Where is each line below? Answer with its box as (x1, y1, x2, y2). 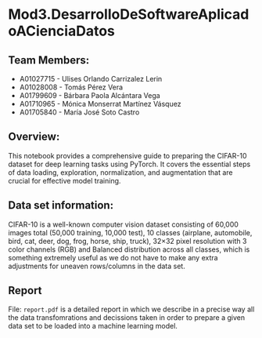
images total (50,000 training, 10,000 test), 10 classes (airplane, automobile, (8, 227, 253, 237)
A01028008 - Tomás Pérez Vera (19, 82, 124, 92)
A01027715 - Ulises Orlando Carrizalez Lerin (19, 75, 163, 83)
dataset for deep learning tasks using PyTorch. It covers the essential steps (8, 159, 251, 169)
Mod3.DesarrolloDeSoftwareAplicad (8, 5, 249, 24)
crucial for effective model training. (8, 176, 121, 185)
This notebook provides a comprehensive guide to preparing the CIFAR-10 (8, 151, 247, 160)
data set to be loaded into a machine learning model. (8, 322, 178, 331)
